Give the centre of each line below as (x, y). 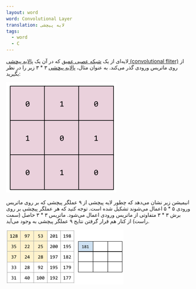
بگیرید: (13, 74)
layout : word (22, 12)
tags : (13, 31)
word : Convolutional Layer (39, 19)
